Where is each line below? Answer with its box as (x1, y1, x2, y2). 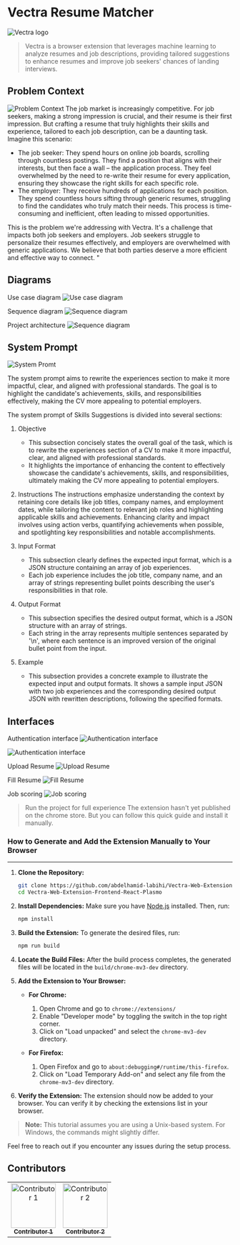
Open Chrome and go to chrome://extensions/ (39, 1004, 176, 1013)
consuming (17, 209, 51, 218)
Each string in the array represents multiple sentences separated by (28, 629, 229, 638)
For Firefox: (28, 1048, 64, 1057)
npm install (17, 916, 54, 923)
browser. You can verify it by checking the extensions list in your (17, 1099, 209, 1107)
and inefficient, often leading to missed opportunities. (52, 209, 210, 218)
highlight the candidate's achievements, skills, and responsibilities (7, 389, 202, 398)
